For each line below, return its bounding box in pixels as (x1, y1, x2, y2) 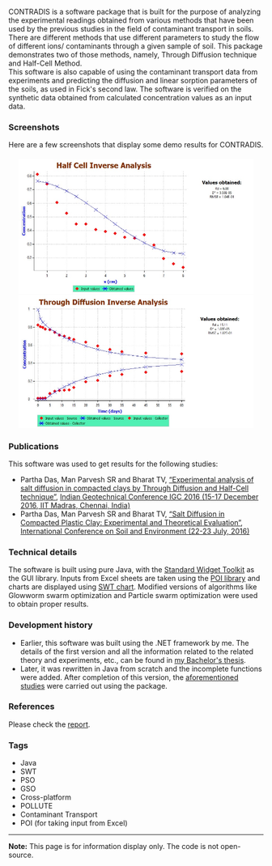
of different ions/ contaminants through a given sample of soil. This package (8, 41, 263, 51)
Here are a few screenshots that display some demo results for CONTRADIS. (8, 140, 264, 150)
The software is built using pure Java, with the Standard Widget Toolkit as (8, 565, 255, 575)
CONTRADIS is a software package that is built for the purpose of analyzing (8, 7, 261, 16)
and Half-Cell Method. (8, 58, 83, 68)
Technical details (8, 546, 78, 558)
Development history (8, 619, 93, 630)
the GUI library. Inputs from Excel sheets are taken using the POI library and (8, 574, 261, 584)
